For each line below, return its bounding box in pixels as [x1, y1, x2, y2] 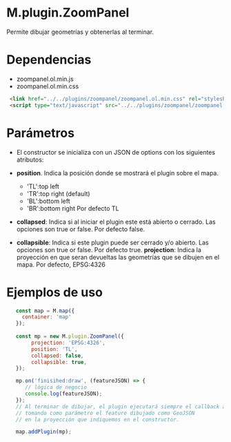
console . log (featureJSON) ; [24, 390, 103, 397]
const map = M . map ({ [15, 307, 75, 314]
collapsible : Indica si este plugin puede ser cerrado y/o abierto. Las [16, 238, 209, 247]
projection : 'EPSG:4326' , [31, 339, 106, 346]
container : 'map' [21, 314, 72, 320]
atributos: [16, 155, 44, 164]
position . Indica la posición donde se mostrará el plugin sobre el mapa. [16, 169, 219, 177]
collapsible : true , [31, 358, 88, 365]
